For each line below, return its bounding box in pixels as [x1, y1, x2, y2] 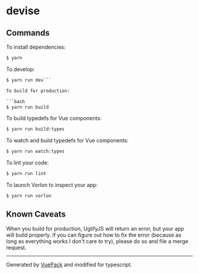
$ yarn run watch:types [6, 148, 65, 155]
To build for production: [6, 88, 70, 94]
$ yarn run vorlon [6, 193, 52, 199]
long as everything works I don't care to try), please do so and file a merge [6, 237, 188, 244]
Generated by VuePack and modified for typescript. [6, 261, 132, 268]
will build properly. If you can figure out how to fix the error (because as [6, 231, 182, 238]
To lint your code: [6, 159, 49, 167]
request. [6, 244, 27, 251]
